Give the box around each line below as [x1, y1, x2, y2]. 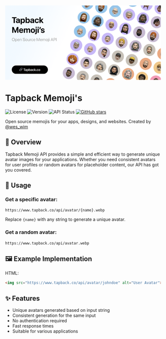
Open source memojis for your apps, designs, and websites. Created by [5, 118, 152, 124]
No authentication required [12, 318, 67, 324]
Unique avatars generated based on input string [12, 307, 110, 313]
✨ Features [5, 294, 40, 302]
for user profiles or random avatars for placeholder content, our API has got [5, 162, 159, 168]
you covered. [5, 167, 32, 173]
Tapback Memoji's [5, 92, 83, 104]
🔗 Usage [5, 181, 31, 189]
